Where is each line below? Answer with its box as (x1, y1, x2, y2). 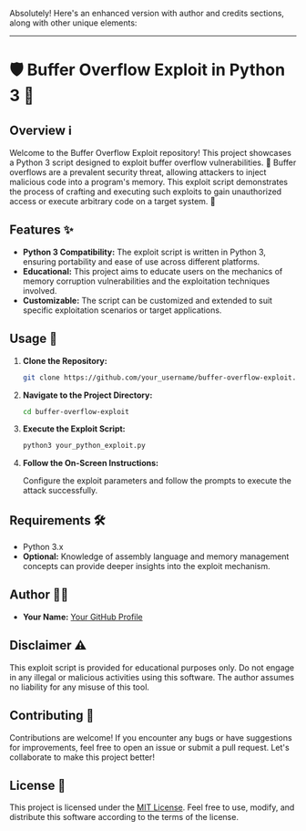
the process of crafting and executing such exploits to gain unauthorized (9, 186, 282, 197)
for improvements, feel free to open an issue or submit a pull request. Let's (9, 742, 290, 753)
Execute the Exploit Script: (22, 423, 126, 434)
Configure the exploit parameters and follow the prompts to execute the (22, 475, 291, 486)
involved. (22, 285, 57, 296)
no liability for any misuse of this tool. (9, 681, 150, 692)
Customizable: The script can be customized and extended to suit (22, 295, 273, 306)
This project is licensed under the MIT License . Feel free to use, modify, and (9, 802, 295, 813)
